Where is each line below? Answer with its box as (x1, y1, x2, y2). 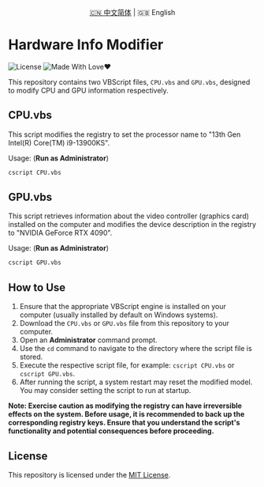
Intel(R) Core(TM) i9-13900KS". (8, 138, 110, 147)
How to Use (8, 281, 66, 294)
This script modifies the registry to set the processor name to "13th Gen (8, 130, 241, 139)
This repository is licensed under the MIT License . (8, 470, 171, 479)
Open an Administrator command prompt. (19, 335, 158, 345)
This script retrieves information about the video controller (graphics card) (8, 211, 250, 221)
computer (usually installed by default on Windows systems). (19, 310, 218, 319)
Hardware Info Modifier (8, 36, 164, 54)
